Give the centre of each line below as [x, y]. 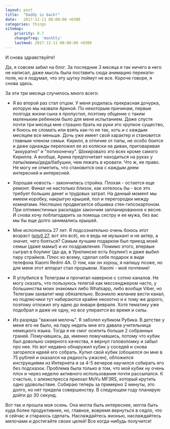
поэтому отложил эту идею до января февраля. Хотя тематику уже [86, 304]
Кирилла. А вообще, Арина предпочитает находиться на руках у [83, 157]
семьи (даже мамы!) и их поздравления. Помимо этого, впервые [83, 246]
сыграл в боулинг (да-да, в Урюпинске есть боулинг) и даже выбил [86, 252]
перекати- [144, 72]
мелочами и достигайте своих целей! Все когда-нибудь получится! [78, 421]
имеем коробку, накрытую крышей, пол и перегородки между [81, 199]
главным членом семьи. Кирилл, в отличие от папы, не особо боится [88, 140]
